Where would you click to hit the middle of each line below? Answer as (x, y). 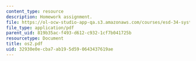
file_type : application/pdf (40, 28)
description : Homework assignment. (49, 17)
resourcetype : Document (35, 38)
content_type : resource (35, 11)
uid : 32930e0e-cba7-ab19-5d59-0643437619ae (60, 49)
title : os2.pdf (24, 44)
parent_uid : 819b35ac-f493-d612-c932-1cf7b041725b (69, 33)
